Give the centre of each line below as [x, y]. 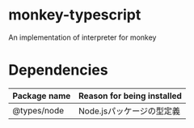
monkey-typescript [75, 15]
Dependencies [58, 70]
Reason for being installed [130, 96]
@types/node [38, 110]
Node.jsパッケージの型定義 [129, 111]
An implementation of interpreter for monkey [82, 37]
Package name [42, 96]
